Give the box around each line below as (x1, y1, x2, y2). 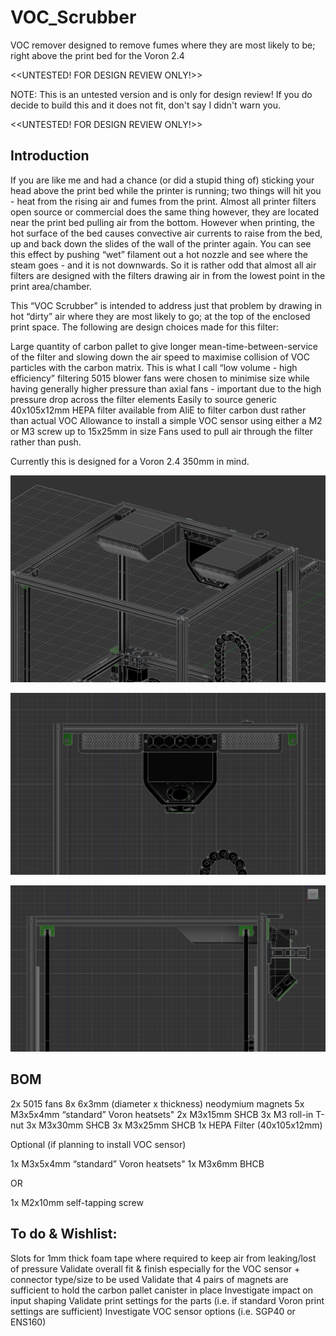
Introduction (10, 147, 90, 165)
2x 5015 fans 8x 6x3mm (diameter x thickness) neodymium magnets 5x (10, 1097, 305, 1110)
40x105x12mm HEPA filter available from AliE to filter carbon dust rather (10, 404, 307, 416)
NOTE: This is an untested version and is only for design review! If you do (10, 88, 313, 100)
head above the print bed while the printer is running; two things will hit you (10, 184, 322, 196)
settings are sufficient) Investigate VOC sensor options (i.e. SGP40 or (10, 1305, 296, 1317)
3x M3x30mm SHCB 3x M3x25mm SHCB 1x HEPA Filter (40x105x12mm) (26, 1119, 323, 1131)
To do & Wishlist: (10, 1226, 118, 1243)
